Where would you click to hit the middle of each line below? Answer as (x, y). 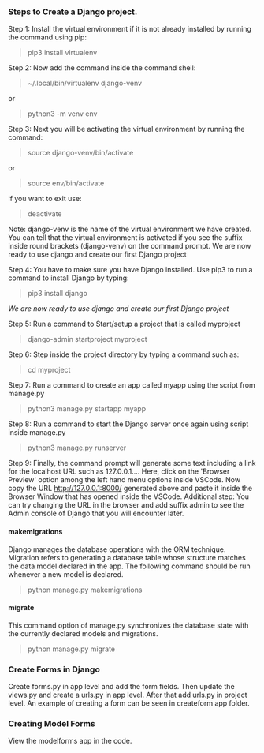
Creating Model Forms (52, 723)
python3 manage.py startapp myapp (87, 409)
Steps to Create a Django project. (73, 12)
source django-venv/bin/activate (80, 153)
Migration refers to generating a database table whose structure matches (127, 557)
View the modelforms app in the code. (70, 741)
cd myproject (49, 370)
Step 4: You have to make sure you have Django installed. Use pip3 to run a (130, 270)
